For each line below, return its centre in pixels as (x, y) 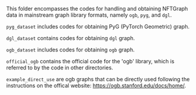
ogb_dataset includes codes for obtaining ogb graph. (70, 50)
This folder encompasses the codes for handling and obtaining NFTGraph (97, 9)
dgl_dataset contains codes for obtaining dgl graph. (71, 38)
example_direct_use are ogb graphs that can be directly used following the (98, 79)
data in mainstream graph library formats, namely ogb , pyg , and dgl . (89, 15)
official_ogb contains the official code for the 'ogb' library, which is (91, 61)
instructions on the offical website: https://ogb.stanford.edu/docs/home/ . (96, 85)
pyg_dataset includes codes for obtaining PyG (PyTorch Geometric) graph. (98, 27)
